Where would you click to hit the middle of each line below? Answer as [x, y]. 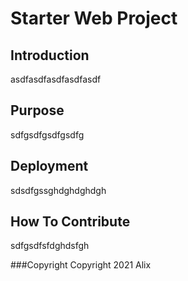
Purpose [37, 110]
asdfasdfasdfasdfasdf [56, 79]
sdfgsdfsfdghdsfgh [50, 246]
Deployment [49, 166]
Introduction [50, 55]
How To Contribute [70, 222]
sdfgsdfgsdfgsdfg [47, 134]
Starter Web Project [94, 18]
